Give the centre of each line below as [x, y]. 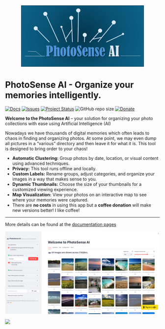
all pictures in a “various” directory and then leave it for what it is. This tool [81, 143]
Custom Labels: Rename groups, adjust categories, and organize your [83, 174]
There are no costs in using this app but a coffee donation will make [82, 205]
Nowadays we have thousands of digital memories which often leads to [77, 133]
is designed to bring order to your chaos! [46, 149]
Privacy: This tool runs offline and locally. [54, 168]
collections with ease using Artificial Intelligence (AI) [58, 124]
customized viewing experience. [45, 189]
